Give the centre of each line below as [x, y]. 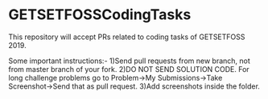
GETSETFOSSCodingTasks [100, 15]
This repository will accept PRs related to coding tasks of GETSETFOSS [127, 37]
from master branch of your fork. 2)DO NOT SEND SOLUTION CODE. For [129, 69]
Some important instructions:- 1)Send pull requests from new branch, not [130, 61]
